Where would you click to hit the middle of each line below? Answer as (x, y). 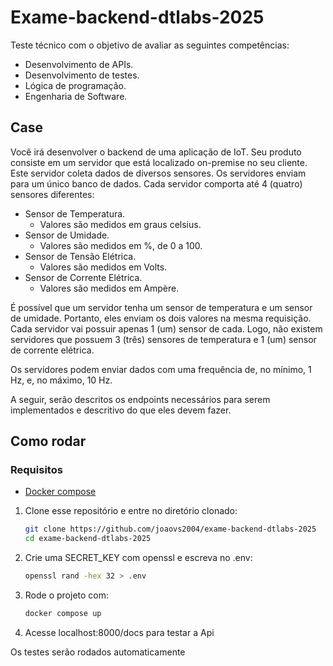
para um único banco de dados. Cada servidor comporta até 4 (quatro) (156, 183)
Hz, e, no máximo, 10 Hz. (61, 380)
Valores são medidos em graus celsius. (120, 224)
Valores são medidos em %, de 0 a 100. (121, 245)
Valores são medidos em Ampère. (109, 288)
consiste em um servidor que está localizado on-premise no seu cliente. (159, 162)
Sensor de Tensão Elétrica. (80, 256)
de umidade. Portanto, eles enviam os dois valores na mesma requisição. (161, 318)
